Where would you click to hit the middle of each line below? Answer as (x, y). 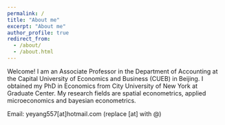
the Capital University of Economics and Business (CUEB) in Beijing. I (105, 78)
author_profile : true (38, 33)
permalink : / (26, 13)
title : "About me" (33, 20)
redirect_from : (29, 39)
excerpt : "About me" (37, 26)
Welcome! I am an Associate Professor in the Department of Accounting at (112, 71)
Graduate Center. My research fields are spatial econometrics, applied (107, 93)
